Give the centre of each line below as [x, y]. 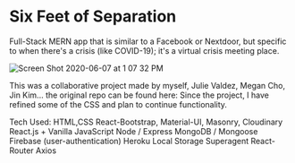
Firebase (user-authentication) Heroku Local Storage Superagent [129, 141]
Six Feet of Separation [93, 17]
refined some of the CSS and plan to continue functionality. [118, 104]
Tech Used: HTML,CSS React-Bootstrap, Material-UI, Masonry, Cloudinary [146, 122]
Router [21, 150]
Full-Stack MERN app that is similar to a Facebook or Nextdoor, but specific [148, 41]
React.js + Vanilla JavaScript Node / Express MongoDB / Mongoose [134, 131]
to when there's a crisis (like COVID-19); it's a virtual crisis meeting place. [144, 50]
